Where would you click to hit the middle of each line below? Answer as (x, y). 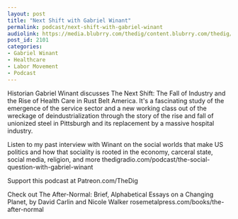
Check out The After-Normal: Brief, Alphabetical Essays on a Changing (110, 194)
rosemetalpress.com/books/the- (177, 201)
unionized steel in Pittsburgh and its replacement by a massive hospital (111, 123)
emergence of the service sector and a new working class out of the (107, 108)
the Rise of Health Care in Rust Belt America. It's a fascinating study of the (116, 100)
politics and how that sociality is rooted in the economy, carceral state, (110, 152)
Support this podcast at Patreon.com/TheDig (73, 180)
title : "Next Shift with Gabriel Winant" (69, 20)
